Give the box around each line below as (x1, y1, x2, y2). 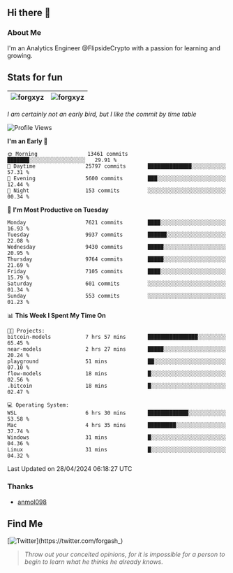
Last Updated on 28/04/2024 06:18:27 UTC (7, 464, 133, 472)
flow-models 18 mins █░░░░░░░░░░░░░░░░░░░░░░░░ (7, 370, 227, 377)
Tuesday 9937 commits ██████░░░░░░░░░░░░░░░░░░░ (7, 231, 227, 238)
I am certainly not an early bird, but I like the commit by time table (7, 110, 197, 118)
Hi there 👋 (7, 7, 51, 19)
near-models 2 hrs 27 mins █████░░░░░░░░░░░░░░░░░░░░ (7, 345, 227, 353)
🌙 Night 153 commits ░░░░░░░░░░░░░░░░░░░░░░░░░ (7, 187, 227, 194)
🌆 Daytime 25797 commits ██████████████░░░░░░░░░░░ (7, 162, 227, 170)
